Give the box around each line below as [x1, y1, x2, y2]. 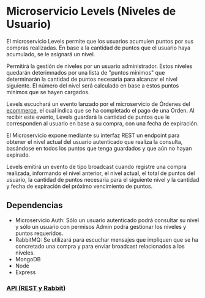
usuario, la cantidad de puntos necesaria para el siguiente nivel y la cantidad [6, 176, 199, 183]
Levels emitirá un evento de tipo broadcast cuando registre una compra [6, 163, 187, 170]
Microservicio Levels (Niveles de [6, 4, 176, 18]
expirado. [6, 151, 31, 158]
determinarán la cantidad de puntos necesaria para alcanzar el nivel [6, 75, 177, 83]
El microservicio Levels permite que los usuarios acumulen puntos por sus [6, 37, 194, 45]
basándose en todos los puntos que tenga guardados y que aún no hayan [6, 144, 192, 152]
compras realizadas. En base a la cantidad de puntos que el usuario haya [6, 44, 191, 51]
